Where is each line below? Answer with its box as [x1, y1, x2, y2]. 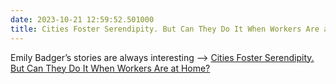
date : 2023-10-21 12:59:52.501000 [10, 14, 155, 25]
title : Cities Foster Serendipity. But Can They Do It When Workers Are [10, 24, 320, 34]
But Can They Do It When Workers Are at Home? [10, 62, 211, 74]
